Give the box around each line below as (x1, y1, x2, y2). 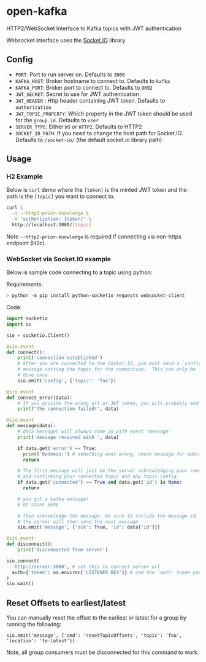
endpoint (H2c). (6, 239, 47, 246)
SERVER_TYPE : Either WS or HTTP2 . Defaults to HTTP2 (15, 123, 142, 130)
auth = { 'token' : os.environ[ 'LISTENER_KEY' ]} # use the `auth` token (12, 569, 191, 575)
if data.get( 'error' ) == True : (17, 445, 97, 451)
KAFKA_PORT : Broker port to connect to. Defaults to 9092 (15, 84, 153, 91)
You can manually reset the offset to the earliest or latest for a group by (6, 614, 187, 621)
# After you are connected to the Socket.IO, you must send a (17, 361, 180, 367)
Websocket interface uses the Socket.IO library (6, 36, 126, 44)
